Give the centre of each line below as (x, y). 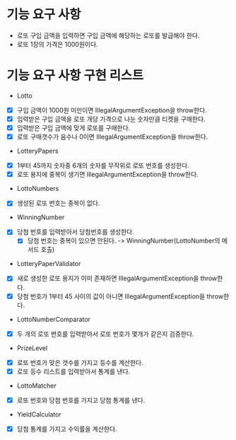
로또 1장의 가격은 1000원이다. (57, 44)
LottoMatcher (37, 386)
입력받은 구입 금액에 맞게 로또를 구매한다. (73, 128)
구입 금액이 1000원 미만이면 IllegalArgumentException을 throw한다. (112, 110)
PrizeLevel (32, 348)
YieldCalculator (39, 414)
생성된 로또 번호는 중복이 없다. (58, 203)
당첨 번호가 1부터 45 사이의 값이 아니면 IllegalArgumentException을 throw (120, 296)
